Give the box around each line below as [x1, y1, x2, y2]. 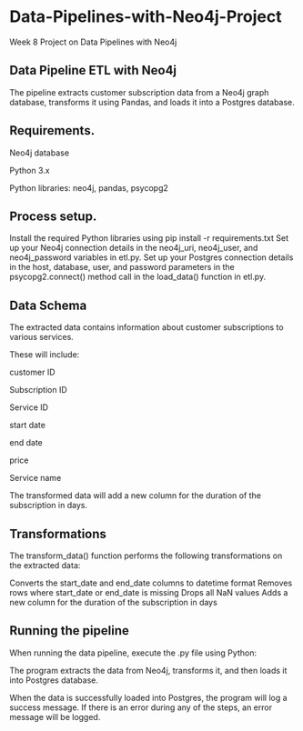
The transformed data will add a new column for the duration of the [9, 490, 262, 501]
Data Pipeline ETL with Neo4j [9, 63, 177, 78]
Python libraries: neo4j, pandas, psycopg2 [9, 182, 168, 193]
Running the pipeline [9, 623, 129, 638]
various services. [9, 332, 75, 343]
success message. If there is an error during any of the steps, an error [9, 702, 273, 713]
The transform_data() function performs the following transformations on [9, 550, 283, 561]
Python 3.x [9, 165, 50, 175]
